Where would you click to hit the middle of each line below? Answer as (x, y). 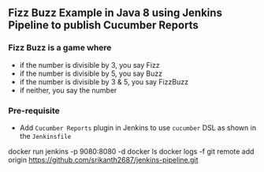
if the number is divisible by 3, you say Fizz (89, 65)
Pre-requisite (34, 110)
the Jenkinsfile (45, 136)
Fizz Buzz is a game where (60, 48)
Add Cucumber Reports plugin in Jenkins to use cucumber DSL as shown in (138, 127)
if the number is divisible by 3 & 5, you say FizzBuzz (104, 81)
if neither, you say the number (68, 90)
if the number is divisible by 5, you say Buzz (91, 73)
